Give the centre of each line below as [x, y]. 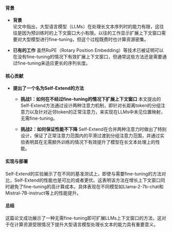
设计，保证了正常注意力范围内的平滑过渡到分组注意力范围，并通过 [90, 136]
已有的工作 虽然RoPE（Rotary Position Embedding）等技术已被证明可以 [88, 50]
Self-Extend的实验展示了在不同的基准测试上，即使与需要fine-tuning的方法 [83, 173]
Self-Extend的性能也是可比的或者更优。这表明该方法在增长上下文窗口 [87, 180]
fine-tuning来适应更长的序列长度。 [54, 63]
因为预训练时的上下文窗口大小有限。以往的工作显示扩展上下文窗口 [92, 33]
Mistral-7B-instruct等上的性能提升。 [43, 193]
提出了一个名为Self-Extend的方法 [48, 88]
